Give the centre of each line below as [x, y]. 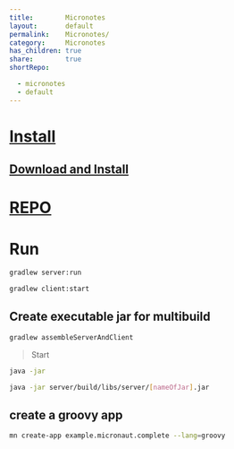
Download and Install [69, 170]
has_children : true [46, 51]
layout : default [51, 26]
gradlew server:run [46, 273]
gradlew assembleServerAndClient [71, 337]
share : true [46, 59]
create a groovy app [66, 414]
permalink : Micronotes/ [59, 34]
